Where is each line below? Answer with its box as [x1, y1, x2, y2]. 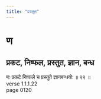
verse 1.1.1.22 [6, 80, 38, 87]
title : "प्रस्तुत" [6, 8, 40, 15]
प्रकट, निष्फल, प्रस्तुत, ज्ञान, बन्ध [6, 58, 95, 68]
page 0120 [6, 86, 32, 93]
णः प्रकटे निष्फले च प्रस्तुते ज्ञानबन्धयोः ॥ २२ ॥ [6, 73, 90, 80]
